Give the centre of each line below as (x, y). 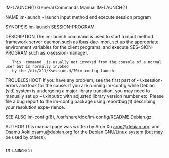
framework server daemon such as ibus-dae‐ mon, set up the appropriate (82, 42)
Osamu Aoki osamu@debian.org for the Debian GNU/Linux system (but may (84, 132)
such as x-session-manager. (58, 53)
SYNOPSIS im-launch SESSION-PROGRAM (50, 27)
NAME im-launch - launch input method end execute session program (78, 17)
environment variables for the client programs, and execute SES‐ (73, 47)
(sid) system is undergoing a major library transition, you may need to (78, 91)
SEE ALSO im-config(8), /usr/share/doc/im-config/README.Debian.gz (78, 117)
